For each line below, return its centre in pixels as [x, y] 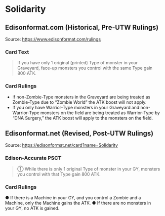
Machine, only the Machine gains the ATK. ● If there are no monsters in [78, 203]
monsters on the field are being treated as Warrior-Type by [100, 113]
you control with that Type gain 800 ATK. [59, 174]
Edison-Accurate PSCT [33, 158]
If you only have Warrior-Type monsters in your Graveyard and [76, 107]
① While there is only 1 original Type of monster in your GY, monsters [89, 169]
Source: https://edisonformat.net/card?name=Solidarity [62, 145]
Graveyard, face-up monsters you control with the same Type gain [85, 68]
